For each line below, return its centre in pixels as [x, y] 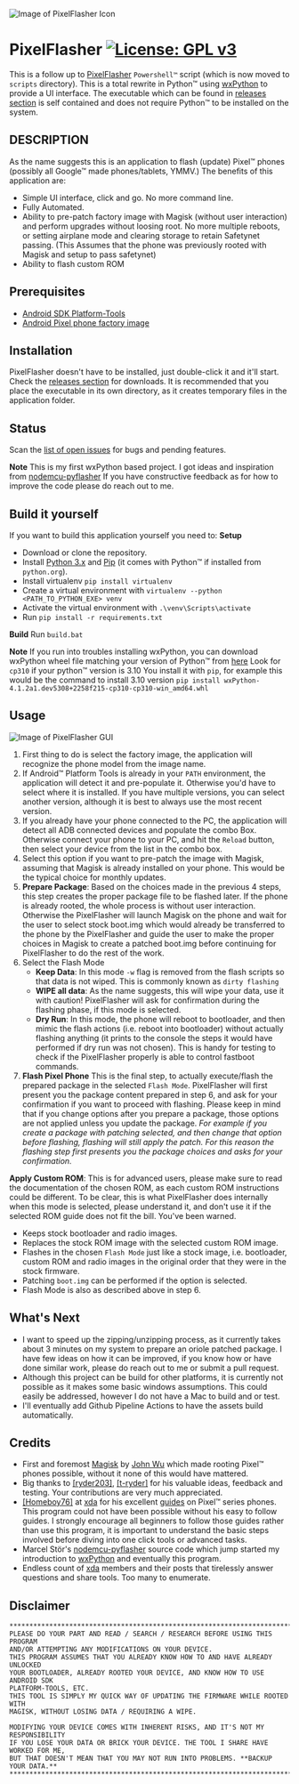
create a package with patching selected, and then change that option [152, 1132]
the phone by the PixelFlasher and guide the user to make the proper [148, 933]
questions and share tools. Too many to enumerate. [116, 1578]
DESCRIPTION [49, 140]
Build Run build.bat [46, 634]
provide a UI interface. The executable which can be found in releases [138, 93]
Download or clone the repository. [85, 553]
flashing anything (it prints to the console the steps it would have [154, 1037]
